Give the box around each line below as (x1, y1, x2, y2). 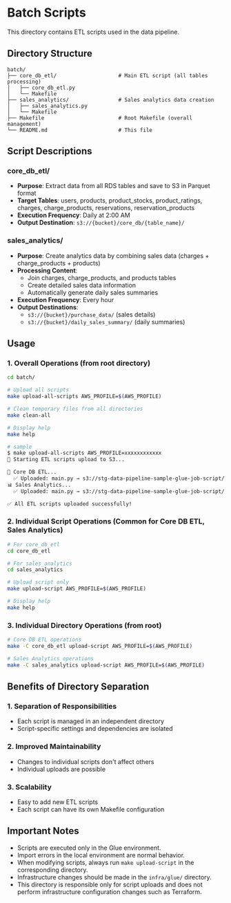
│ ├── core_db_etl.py (7, 84, 76, 91)
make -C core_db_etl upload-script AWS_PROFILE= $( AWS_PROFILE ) (7, 643, 193, 650)
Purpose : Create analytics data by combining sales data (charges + (17, 251, 210, 260)
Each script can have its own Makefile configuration (17, 805, 165, 813)
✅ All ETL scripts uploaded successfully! (7, 500, 132, 508)
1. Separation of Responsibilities (7, 701, 117, 711)
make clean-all (7, 411, 51, 419)
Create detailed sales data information (27, 281, 137, 289)
